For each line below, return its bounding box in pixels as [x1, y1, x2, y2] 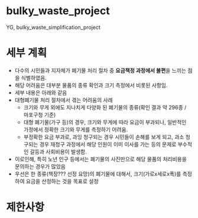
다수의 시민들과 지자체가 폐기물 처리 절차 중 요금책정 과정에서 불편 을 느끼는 [14, 67, 186, 74]
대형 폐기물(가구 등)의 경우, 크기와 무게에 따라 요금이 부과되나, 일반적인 [23, 118, 187, 125]
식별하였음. [21, 74, 47, 81]
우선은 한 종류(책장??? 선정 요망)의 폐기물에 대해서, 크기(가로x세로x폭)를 [14, 170, 181, 177]
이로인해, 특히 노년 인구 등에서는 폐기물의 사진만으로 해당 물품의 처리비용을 [14, 155, 187, 162]
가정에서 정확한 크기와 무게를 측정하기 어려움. [23, 126, 128, 133]
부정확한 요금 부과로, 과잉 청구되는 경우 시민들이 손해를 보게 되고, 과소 [23, 133, 184, 140]
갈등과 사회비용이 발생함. [30, 148, 87, 155]
